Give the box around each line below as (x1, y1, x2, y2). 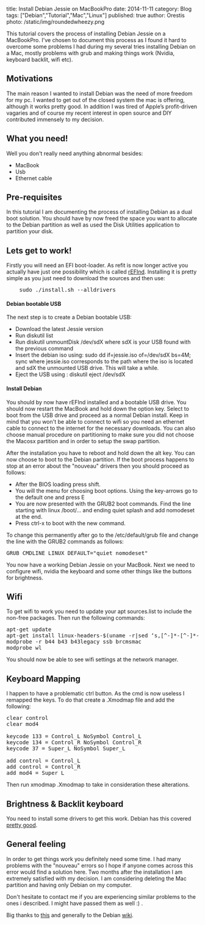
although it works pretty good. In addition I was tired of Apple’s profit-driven (6, 103, 197, 110)
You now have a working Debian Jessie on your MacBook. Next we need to (6, 561, 195, 568)
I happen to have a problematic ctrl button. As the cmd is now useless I (6, 690, 185, 697)
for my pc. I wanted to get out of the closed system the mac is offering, (6, 96, 185, 103)
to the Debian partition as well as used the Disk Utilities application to (6, 221, 180, 228)
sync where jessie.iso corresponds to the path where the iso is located (15, 358, 193, 365)
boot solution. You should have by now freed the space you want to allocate (6, 215, 197, 222)
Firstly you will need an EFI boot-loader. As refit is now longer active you (6, 262, 189, 269)
